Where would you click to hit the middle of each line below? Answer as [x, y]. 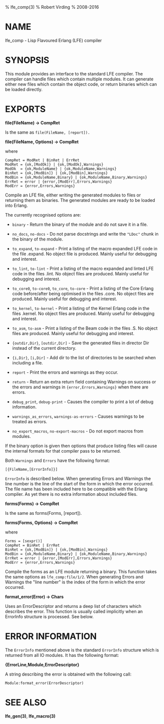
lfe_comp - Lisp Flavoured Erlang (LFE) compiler [53, 40]
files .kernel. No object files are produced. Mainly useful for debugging [83, 314]
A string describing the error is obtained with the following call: [68, 674]
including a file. [27, 362]
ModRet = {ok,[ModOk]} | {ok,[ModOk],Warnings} [54, 164]
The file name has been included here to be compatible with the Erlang [76, 489]
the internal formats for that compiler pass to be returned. [63, 451]
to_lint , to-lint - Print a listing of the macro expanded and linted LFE [83, 268]
